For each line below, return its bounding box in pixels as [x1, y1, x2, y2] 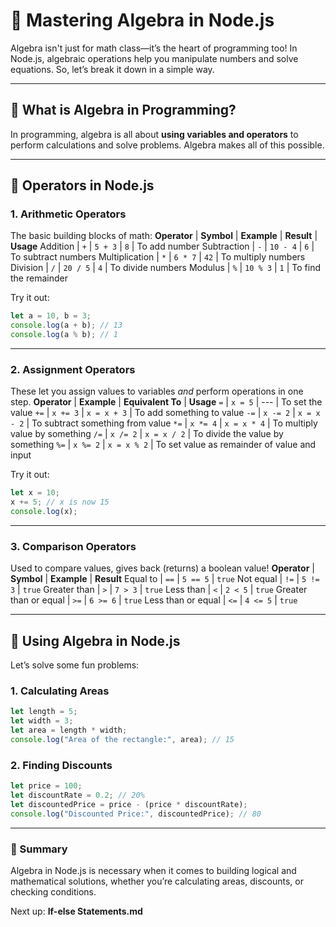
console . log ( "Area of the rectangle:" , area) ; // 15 [10, 735, 235, 745]
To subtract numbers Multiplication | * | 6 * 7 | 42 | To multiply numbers [10, 251, 306, 263]
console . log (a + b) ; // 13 [10, 320, 123, 331]
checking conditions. [10, 885, 97, 898]
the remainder [10, 272, 68, 284]
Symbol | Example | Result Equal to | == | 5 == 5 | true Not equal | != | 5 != [10, 573, 320, 585]
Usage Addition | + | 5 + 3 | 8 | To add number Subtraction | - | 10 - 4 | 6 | [10, 240, 315, 253]
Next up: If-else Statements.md [10, 905, 143, 917]
